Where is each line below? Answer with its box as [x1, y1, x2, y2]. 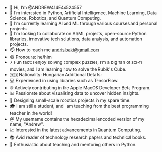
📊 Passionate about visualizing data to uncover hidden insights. [9, 91, 140, 96]
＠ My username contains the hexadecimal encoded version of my [9, 116, 145, 122]
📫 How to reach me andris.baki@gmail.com [9, 47, 99, 53]
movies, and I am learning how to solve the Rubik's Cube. [9, 66, 127, 72]
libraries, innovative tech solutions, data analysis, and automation [9, 36, 142, 42]
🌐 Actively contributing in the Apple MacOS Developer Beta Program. [9, 85, 151, 91]
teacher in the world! [9, 110, 52, 116]
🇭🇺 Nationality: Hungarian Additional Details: [9, 72, 102, 77]
